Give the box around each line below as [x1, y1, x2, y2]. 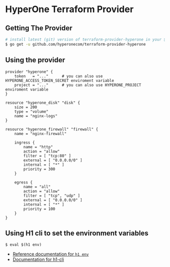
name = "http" [23, 144, 53, 150]
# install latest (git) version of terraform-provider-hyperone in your [5, 37, 162, 42]
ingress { [14, 140, 35, 145]
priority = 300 [23, 166, 56, 171]
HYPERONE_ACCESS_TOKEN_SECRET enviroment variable [5, 78, 114, 83]
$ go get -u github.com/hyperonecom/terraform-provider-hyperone [5, 41, 146, 47]
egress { [14, 180, 33, 185]
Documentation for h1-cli [12, 256, 64, 262]
